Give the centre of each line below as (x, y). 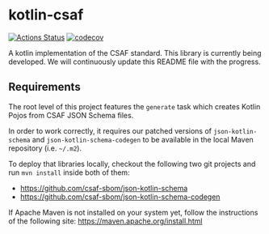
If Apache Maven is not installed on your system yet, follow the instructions (133, 212)
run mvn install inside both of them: (69, 172)
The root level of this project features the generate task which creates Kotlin (134, 106)
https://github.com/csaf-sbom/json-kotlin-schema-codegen (120, 197)
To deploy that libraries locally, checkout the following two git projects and (132, 164)
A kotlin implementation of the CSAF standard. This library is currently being (135, 53)
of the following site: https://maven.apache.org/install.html (105, 221)
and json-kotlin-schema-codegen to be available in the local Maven (143, 139)
